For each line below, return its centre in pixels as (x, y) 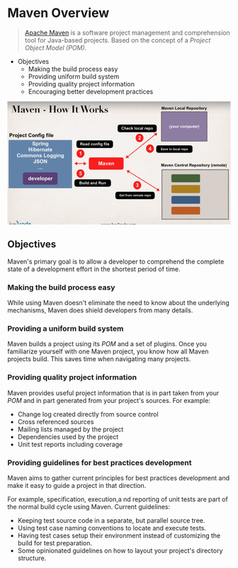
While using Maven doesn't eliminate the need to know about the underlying (119, 303)
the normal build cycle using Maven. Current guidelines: (89, 507)
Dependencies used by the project (68, 436)
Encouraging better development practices (91, 91)
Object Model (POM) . (56, 47)
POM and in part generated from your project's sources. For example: (109, 400)
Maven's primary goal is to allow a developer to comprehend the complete (116, 261)
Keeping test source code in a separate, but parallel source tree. (111, 521)
